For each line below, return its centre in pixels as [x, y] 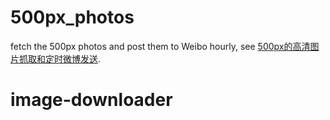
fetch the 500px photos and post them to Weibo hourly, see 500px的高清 [160, 46]
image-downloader [91, 100]
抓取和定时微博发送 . [60, 58]
